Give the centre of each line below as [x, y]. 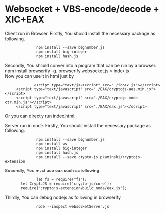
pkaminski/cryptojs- [121, 157]
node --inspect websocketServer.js [73, 206]
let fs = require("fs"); [62, 179]
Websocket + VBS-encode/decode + [82, 9]
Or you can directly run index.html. [40, 116]
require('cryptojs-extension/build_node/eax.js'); [74, 188]
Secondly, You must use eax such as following [52, 170]
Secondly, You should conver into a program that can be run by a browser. [81, 65]
